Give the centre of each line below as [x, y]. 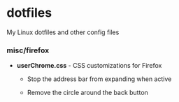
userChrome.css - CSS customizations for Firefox [89, 66]
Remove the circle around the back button [87, 93]
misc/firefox [28, 50]
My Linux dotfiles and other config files [63, 32]
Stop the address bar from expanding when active [99, 79]
